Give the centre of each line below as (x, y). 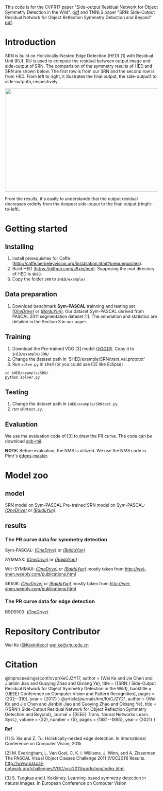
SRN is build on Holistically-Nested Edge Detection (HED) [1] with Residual (79, 55)
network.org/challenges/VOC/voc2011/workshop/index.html (65, 769)
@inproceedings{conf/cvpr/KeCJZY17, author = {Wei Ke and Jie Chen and (79, 678)
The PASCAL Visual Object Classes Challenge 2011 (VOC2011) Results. (75, 758)
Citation (21, 665)
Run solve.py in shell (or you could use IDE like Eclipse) (67, 364)
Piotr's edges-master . (27, 456)
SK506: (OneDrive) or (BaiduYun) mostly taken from (57, 583)
